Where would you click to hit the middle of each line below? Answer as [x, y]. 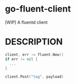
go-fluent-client [38, 9]
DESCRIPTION [34, 42]
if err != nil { [21, 59]
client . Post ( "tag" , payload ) [34, 77]
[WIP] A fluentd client [26, 22]
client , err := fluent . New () [34, 55]
